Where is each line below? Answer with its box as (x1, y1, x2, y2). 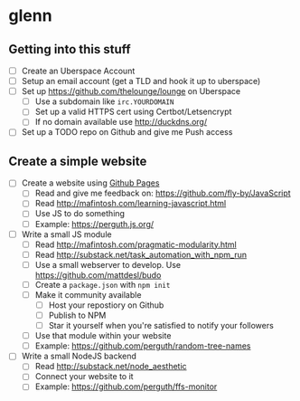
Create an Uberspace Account (21, 65, 136, 76)
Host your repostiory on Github (48, 300, 164, 310)
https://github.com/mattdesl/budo (34, 269, 162, 281)
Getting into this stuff (8, 42, 132, 57)
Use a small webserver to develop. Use (34, 259, 182, 270)
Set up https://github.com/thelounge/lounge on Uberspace (21, 86, 241, 97)
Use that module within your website (34, 330, 172, 341)
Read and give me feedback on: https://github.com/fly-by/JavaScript (34, 187, 291, 199)
